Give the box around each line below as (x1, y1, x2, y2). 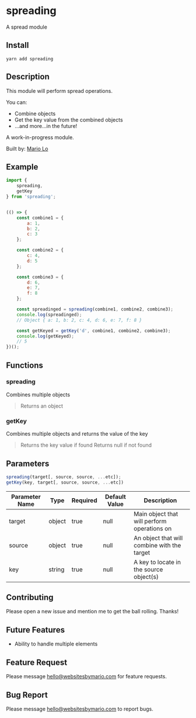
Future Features (6, 624, 65, 635)
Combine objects (14, 110, 56, 117)
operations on (134, 524, 172, 533)
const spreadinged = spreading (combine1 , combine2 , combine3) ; (16, 306, 174, 312)
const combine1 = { (16, 215, 64, 220)
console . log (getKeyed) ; (16, 333, 75, 339)
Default (104, 492, 127, 500)
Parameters (6, 458, 50, 468)
